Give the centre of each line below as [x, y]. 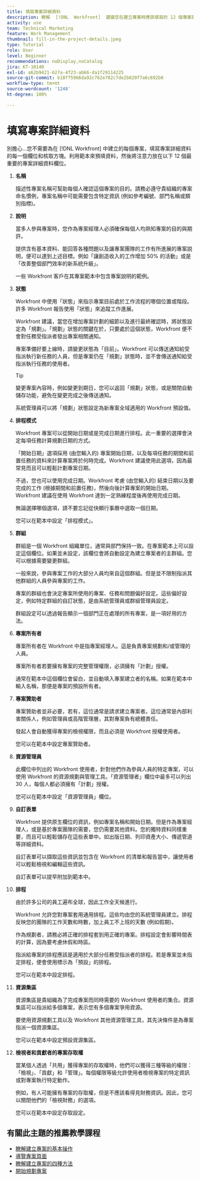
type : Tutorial [26, 45]
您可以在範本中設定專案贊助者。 [54, 744]
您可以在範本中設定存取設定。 [52, 1112]
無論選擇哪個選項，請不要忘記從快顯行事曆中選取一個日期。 [88, 507]
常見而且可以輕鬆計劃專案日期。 [54, 468]
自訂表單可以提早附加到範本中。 [54, 877]
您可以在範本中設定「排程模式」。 [56, 521]
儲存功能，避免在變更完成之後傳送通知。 [65, 395]
